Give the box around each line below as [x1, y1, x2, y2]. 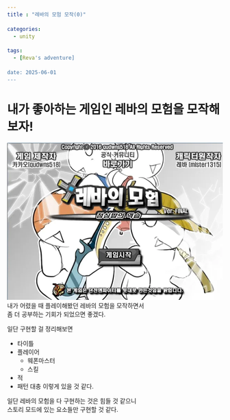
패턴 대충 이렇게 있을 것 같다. [16, 382, 94, 390]
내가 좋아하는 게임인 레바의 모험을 [7, 102, 184, 117]
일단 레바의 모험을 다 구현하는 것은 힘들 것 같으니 [7, 397, 137, 405]
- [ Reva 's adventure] [13, 55, 75, 62]
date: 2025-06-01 [7, 69, 57, 75]
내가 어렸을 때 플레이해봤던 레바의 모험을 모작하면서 [7, 302, 144, 310]
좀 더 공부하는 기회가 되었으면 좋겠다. [7, 310, 106, 318]
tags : [7, 47, 23, 54]
